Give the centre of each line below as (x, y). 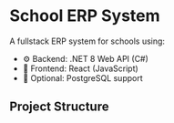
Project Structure (59, 107)
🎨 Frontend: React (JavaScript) (80, 68)
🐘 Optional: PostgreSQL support (82, 77)
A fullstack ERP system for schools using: (87, 41)
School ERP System (85, 16)
